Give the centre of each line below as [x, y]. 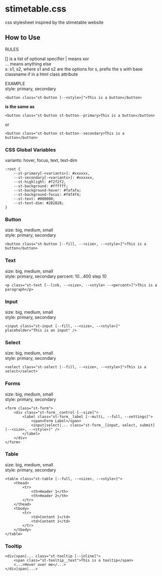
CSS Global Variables [31, 150]
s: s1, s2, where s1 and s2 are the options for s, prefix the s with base [74, 69]
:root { [13, 169]
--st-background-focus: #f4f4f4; [48, 195]
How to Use [23, 38]
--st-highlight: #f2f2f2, [40, 182]
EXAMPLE [15, 83]
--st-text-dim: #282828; [39, 203]
